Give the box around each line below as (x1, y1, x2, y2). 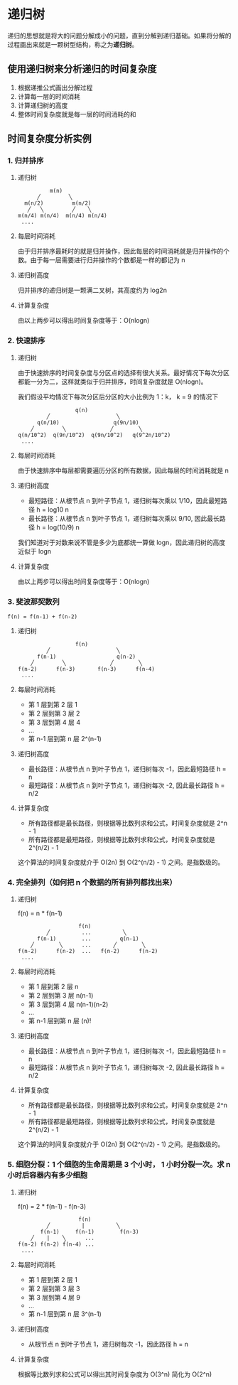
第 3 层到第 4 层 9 (28, 1293, 80, 1301)
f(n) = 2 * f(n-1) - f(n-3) (17, 1202, 87, 1210)
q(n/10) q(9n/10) (36, 419, 139, 426)
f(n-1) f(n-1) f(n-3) (40, 1228, 139, 1235)
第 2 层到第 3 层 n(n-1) (28, 991, 94, 1000)
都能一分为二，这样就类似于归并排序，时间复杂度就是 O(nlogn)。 (17, 377, 207, 386)
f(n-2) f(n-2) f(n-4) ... (17, 1241, 94, 1248)
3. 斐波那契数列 (7, 596, 60, 606)
